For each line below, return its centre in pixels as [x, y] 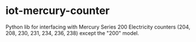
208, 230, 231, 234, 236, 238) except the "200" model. [72, 33]
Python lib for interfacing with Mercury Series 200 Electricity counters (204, [98, 27]
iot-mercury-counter [58, 11]
